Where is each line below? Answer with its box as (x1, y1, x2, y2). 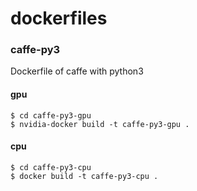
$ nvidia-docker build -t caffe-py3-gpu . (10, 119, 190, 129)
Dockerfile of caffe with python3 (10, 65, 144, 77)
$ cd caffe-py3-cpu (10, 162, 92, 172)
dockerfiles (10, 7, 108, 30)
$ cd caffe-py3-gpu (10, 110, 92, 121)
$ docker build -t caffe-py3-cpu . (10, 171, 159, 181)
